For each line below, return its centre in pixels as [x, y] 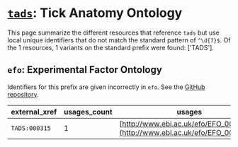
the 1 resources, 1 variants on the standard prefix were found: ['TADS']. [111, 47]
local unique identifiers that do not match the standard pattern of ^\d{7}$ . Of [119, 40]
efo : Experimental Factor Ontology [85, 70]
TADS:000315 [31, 128]
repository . [23, 94]
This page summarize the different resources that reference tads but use [113, 33]
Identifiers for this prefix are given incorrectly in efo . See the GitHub [106, 87]
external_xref [34, 112]
